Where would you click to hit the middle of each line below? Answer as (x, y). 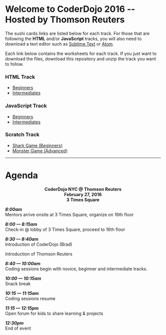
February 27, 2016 (83, 194)
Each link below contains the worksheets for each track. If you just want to (81, 54)
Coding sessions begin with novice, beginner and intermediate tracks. (76, 269)
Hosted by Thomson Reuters (65, 20)
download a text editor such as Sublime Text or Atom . (60, 44)
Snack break (18, 283)
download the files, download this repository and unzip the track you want (81, 58)
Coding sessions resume (30, 298)
